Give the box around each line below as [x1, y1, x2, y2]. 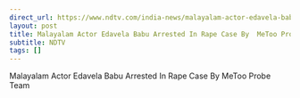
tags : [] [9, 46, 42, 55]
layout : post [9, 21, 58, 30]
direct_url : [9, 12, 54, 22]
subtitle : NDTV [9, 37, 66, 47]
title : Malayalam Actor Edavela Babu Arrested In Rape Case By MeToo [9, 29, 278, 38]
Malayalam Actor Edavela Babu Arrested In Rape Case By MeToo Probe [9, 70, 271, 81]
